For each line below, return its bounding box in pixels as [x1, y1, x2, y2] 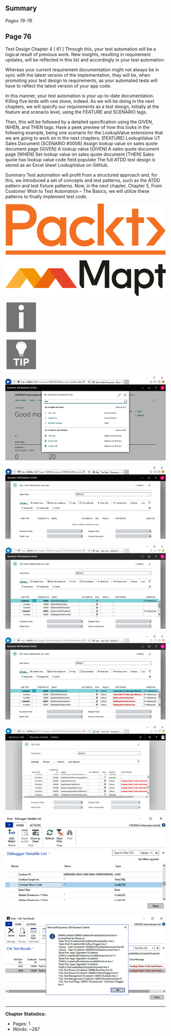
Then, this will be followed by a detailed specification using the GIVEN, [5, 119, 154, 125]
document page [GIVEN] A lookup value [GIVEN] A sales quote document [5, 146, 159, 152]
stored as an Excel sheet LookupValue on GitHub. [5, 162, 109, 168]
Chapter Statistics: [5, 1011, 46, 1017]
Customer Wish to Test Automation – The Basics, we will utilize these [5, 188, 150, 194]
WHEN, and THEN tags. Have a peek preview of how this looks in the [5, 124, 150, 130]
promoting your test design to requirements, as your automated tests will [5, 77, 158, 83]
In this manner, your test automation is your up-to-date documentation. [5, 93, 154, 99]
